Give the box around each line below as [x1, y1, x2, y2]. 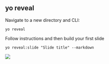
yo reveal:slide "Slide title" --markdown [5, 45, 94, 50]
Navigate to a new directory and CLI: [5, 17, 80, 23]
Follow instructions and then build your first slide [5, 35, 105, 41]
